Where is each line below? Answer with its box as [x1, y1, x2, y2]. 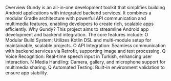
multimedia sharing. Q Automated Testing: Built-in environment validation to [5, 64, 165, 70]
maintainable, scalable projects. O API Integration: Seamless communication [5, 43, 166, 48]
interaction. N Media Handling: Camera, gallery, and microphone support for [5, 59, 166, 65]
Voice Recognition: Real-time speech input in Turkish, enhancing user [5, 53, 152, 59]
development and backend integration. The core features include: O [5, 32, 148, 37]
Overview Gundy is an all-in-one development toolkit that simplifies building [5, 5, 165, 10]
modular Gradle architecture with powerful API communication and [5, 15, 146, 21]
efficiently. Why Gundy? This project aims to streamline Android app [5, 26, 149, 32]
